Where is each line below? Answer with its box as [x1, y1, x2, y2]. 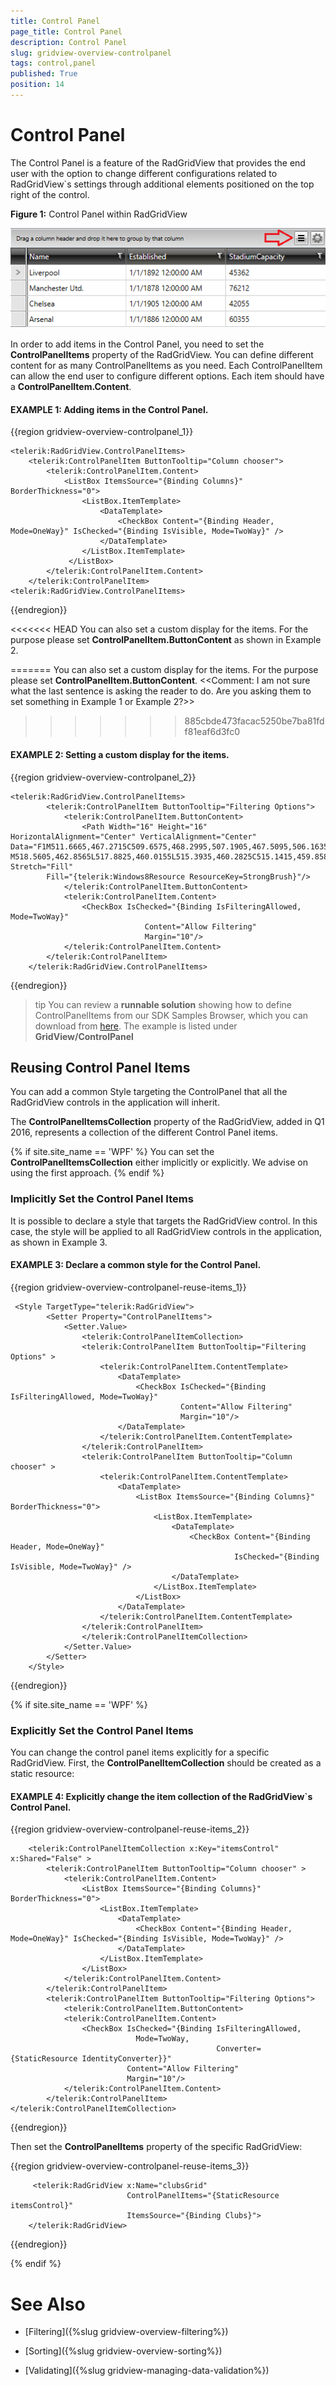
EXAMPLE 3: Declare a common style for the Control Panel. [10, 1259, 262, 1271]
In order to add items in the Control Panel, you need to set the [10, 338, 265, 350]
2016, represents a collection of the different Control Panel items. [10, 1126, 278, 1139]
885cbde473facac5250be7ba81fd [184, 715, 325, 727]
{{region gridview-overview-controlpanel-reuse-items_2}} [10, 1823, 250, 1835]
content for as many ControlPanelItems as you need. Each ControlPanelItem [10, 360, 323, 372]
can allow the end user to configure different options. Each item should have [10, 370, 325, 382]
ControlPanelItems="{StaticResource [126, 2191, 280, 2201]
